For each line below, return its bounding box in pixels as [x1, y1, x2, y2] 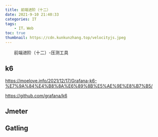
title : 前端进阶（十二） [5, 7, 51, 12]
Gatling [5, 124, 28, 132]
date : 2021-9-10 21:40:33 [5, 12, 59, 17]
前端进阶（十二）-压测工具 [13, 49, 69, 55]
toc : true [5, 30, 26, 35]
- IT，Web [14, 26, 34, 31]
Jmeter [5, 107, 28, 115]
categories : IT [5, 16, 37, 21]
